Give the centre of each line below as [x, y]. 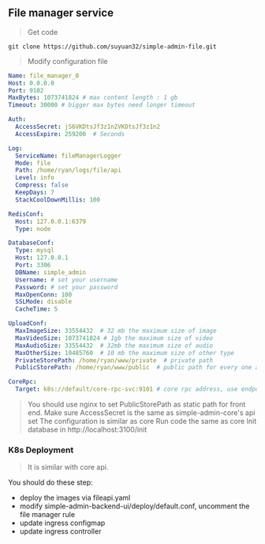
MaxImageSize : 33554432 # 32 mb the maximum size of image [116, 331]
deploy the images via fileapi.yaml [75, 498]
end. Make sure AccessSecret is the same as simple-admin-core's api [141, 413]
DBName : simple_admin [51, 272]
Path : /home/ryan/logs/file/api [69, 170]
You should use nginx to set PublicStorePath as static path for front [136, 404]
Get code [43, 32]
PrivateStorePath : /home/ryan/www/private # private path [114, 360]
